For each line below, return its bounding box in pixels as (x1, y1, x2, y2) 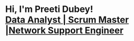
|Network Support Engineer (5, 25, 124, 36)
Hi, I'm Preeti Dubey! (5, 3, 94, 15)
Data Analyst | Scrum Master (5, 14, 129, 25)
